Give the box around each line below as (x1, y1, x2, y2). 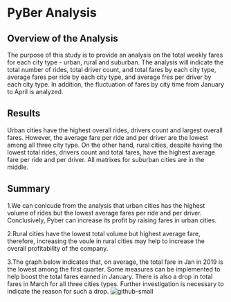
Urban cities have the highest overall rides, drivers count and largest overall (7, 126, 223, 134)
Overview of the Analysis (7, 33, 119, 44)
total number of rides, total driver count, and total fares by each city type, (7, 66, 216, 73)
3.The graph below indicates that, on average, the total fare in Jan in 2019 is (7, 258, 223, 266)
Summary (7, 183, 50, 195)
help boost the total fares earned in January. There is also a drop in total (7, 272, 213, 281)
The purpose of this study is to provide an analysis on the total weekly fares (7, 51, 223, 59)
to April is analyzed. (7, 88, 64, 96)
